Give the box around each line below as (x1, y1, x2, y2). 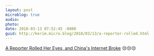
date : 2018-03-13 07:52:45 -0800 (5, 26, 76, 32)
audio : (5, 17, 19, 22)
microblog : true (5, 12, 40, 17)
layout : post (5, 7, 33, 13)
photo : (5, 21, 19, 27)
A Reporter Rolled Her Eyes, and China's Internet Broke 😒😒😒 (5, 45, 136, 51)
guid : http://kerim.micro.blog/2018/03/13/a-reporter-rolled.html (5, 31, 149, 36)
